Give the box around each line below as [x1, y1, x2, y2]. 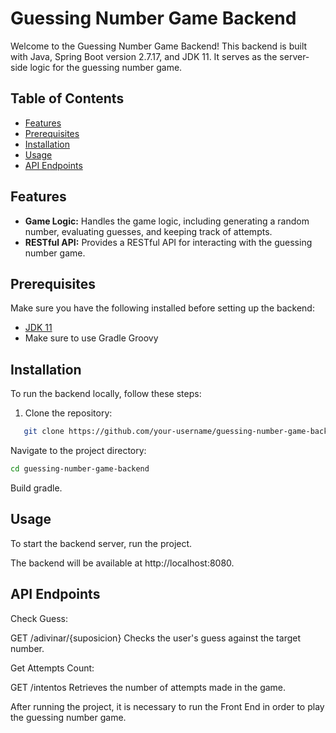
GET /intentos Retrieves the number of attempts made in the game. [10, 681, 287, 693]
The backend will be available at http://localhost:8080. [10, 557, 235, 569]
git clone [23, 427, 65, 437]
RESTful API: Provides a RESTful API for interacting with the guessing [24, 236, 313, 248]
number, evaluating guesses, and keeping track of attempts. [24, 225, 273, 237]
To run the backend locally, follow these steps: [10, 388, 202, 400]
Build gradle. [10, 482, 63, 494]
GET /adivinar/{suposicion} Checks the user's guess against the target [10, 632, 301, 644]
